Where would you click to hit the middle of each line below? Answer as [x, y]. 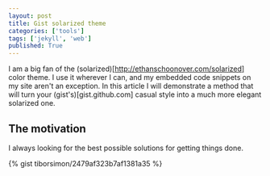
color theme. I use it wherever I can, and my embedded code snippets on [130, 78]
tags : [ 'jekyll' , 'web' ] [50, 38]
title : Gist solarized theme [57, 23]
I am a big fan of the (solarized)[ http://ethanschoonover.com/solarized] [127, 69]
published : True [35, 46]
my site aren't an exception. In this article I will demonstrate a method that [131, 86]
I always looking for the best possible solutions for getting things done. [126, 148]
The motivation [47, 129]
